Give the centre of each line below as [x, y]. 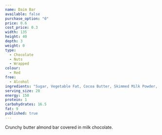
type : [10, 50]
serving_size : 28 [23, 91]
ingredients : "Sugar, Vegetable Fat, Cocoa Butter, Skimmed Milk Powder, [81, 86]
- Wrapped [19, 64]
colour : [13, 68]
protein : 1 [16, 100]
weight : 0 [15, 46]
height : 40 [16, 37]
